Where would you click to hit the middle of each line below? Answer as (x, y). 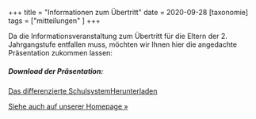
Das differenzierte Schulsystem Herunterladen (83, 90)
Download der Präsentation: (56, 71)
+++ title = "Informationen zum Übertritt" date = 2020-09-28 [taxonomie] (128, 12)
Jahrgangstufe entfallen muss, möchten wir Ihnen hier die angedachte (123, 44)
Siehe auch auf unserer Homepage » (68, 106)
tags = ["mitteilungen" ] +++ (54, 21)
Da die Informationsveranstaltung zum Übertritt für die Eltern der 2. (118, 36)
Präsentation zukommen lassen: (61, 53)
